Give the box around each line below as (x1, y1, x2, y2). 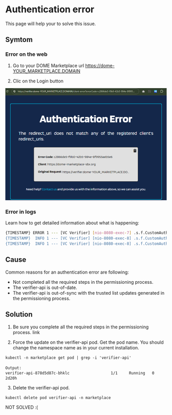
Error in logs (5, 208, 37, 215)
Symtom (5, 35, 33, 44)
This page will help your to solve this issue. (5, 20, 96, 27)
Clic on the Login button (12, 78, 64, 84)
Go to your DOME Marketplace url (12, 63, 84, 69)
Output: (5, 365, 22, 370)
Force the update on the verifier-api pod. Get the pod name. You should (12, 339, 164, 345)
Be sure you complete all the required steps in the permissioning (12, 324, 149, 330)
